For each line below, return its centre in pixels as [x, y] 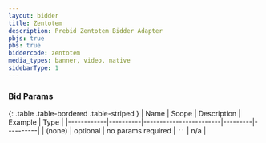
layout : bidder [34, 16]
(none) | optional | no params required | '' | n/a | [126, 131]
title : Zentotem [35, 23]
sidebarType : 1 [34, 68]
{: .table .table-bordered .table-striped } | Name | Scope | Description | [125, 114]
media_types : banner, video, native [69, 61]
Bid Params [31, 96]
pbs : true [25, 46]
